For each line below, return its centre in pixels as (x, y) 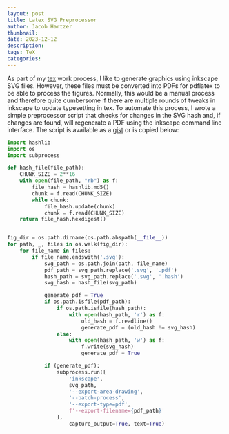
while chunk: (51, 200)
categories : (24, 59)
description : (26, 46)
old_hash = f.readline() (117, 321)
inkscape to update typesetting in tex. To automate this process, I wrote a (111, 107)
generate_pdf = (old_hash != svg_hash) (138, 327)
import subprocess (33, 155)
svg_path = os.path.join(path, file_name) (106, 264)
